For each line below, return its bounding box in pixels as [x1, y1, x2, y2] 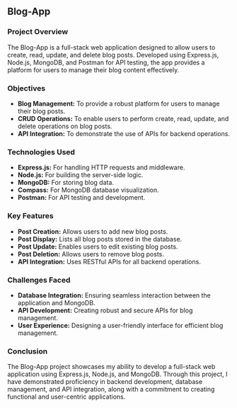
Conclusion [7, 346, 48, 356]
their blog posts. [17, 106, 66, 115]
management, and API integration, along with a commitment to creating [7, 385, 215, 394]
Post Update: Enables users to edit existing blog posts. [17, 242, 178, 251]
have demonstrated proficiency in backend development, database [7, 378, 203, 386]
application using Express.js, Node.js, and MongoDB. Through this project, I [7, 370, 228, 378]
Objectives [7, 83, 46, 93]
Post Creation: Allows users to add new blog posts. [17, 227, 168, 236]
